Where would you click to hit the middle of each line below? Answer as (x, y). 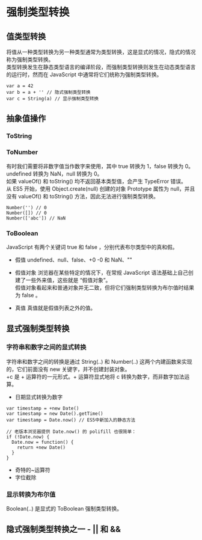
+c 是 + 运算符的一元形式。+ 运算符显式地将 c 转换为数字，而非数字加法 (95, 376)
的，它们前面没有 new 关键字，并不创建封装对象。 (68, 369)
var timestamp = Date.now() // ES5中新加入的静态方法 (71, 420)
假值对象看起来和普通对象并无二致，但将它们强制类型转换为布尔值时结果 (104, 287)
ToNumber (22, 152)
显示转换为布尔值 (31, 494)
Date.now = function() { (43, 442)
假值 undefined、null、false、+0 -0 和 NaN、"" (73, 260)
